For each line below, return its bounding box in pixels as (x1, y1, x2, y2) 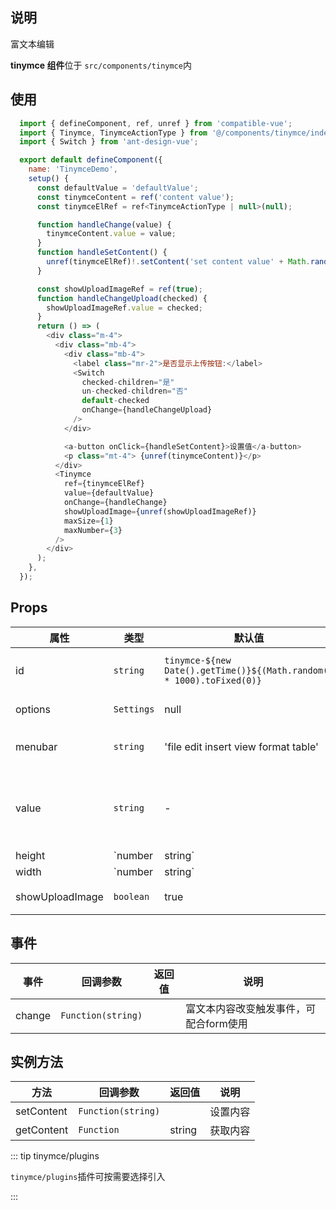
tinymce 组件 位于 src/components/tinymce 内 (10, 59, 192, 71)
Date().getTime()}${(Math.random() (164, 664, 334, 676)
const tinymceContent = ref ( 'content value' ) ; (36, 192, 235, 202)
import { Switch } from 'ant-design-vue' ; (19, 137, 199, 147)
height (15, 848, 46, 862)
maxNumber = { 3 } (63, 525, 123, 535)
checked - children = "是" (81, 377, 175, 387)
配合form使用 (185, 1016, 248, 1030)
